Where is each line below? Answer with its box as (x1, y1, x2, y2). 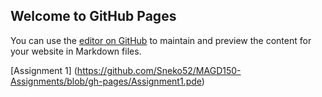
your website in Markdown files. (10, 45, 142, 57)
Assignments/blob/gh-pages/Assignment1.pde (10, 75, 202, 87)
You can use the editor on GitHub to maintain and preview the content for (10, 34, 312, 46)
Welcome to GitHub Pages (10, 8, 177, 25)
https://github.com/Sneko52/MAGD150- (76, 64, 242, 76)
